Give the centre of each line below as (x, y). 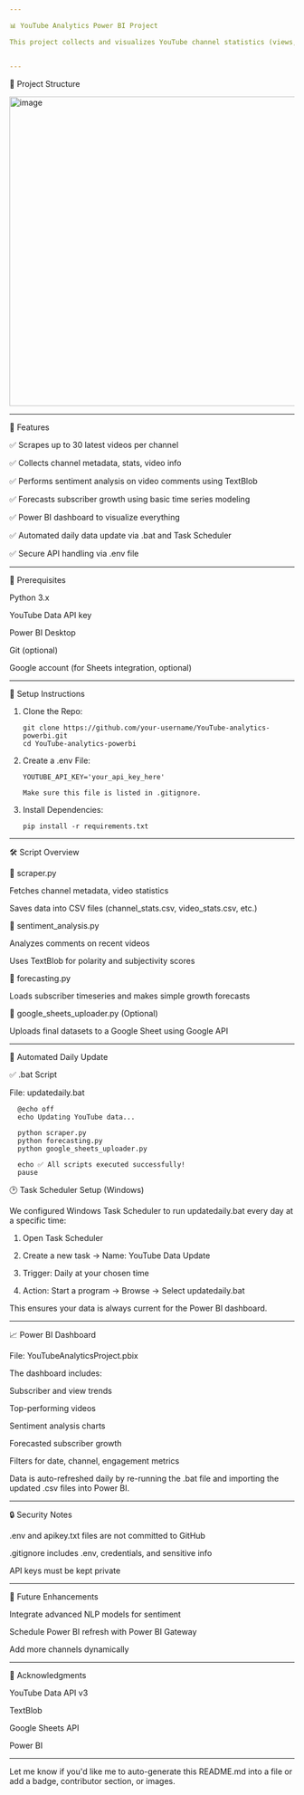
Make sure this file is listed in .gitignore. (112, 793)
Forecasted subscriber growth (66, 1443)
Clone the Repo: (52, 711)
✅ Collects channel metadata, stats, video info (95, 463)
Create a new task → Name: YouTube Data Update (116, 1256)
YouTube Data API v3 (49, 1693)
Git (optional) (34, 650)
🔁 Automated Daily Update (59, 1056)
